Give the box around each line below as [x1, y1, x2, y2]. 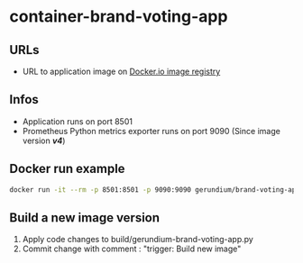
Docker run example [9, 161, 125, 177]
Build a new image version [9, 210, 161, 225]
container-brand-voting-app [9, 6, 228, 27]
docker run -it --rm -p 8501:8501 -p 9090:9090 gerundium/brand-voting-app [9, 185, 300, 195]
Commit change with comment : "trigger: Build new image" [22, 243, 242, 254]
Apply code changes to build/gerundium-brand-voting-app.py [22, 234, 254, 245]
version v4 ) [22, 135, 66, 146]
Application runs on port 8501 [22, 115, 133, 127]
